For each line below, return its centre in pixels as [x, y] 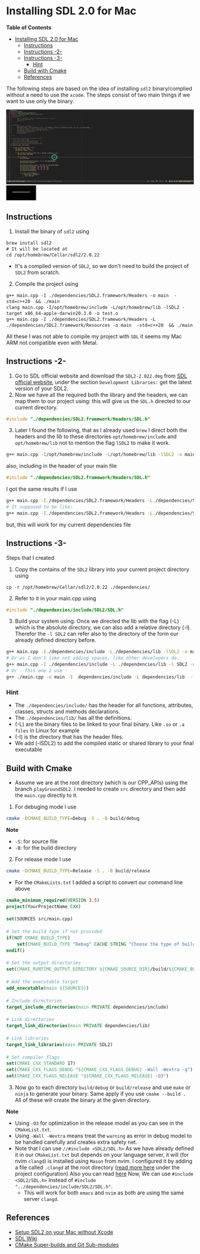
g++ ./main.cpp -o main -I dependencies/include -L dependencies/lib [96, 677]
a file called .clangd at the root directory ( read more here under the [97, 1168]
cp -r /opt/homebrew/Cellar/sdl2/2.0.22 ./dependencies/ [78, 587]
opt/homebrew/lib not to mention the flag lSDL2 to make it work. [93, 443]
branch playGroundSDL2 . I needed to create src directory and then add [100, 789]
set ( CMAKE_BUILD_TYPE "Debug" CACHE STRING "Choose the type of [98, 944]
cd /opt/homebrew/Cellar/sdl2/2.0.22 [53, 255]
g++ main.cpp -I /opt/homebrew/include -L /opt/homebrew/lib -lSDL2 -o [94, 455]
